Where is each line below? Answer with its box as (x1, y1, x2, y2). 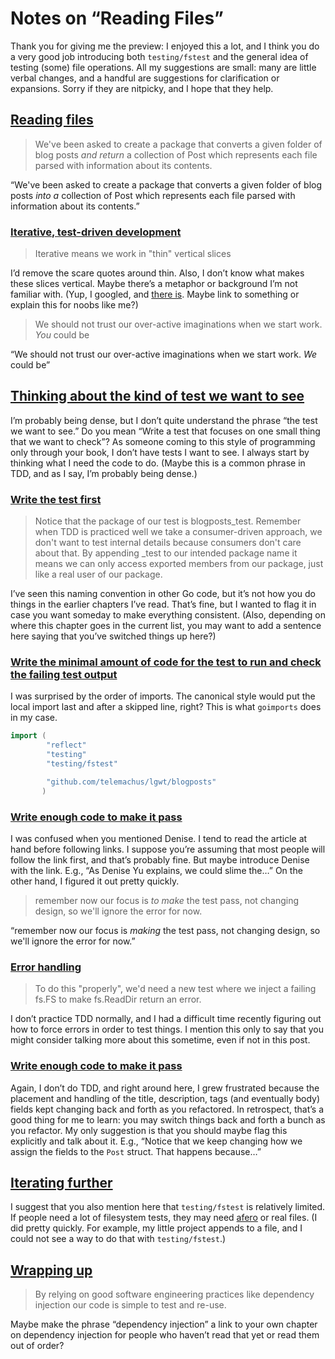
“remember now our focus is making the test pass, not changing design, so (10, 925, 321, 936)
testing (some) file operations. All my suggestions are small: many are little (10, 61, 317, 73)
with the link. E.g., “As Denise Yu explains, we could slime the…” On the (10, 865, 303, 876)
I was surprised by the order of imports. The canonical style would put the (10, 690, 316, 702)
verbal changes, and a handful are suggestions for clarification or (10, 72, 280, 84)
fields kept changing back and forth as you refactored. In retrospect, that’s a (10, 1103, 325, 1115)
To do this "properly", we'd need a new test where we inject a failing (34, 983, 317, 995)
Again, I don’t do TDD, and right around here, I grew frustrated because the (10, 1082, 320, 1094)
